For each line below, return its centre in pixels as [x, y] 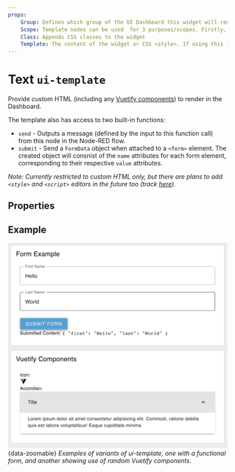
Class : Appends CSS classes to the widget [83, 37]
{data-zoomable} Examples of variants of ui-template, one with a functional [117, 453]
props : [17, 15]
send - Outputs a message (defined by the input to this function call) [115, 133]
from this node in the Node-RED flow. [71, 141]
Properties [31, 206]
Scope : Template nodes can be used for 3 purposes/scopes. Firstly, [124, 29]
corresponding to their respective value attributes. [90, 163]
